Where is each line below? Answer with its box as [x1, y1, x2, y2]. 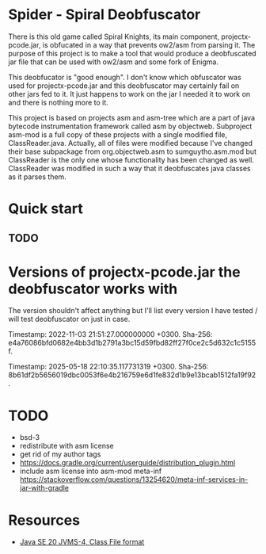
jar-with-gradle [19, 483, 70, 493]
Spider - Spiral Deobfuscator [8, 6, 201, 24]
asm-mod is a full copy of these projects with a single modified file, [8, 129, 228, 139]
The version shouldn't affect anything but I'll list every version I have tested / [8, 306, 258, 315]
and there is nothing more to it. [8, 97, 108, 107]
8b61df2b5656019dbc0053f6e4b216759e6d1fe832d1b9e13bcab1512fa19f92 [8, 370, 256, 380]
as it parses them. [8, 172, 67, 181]
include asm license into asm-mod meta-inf [19, 466, 162, 476]
